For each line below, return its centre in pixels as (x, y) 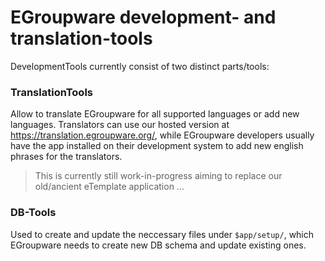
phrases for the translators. (66, 157)
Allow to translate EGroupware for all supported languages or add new (155, 114)
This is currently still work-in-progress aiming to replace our (158, 176)
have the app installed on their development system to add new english (157, 146)
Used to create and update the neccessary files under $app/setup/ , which (162, 234)
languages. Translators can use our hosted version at (120, 125)
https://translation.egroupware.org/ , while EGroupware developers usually (162, 135)
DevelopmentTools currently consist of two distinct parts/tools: (140, 66)
